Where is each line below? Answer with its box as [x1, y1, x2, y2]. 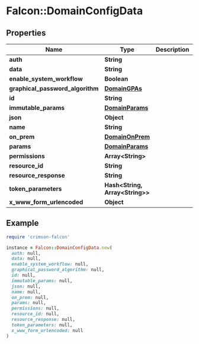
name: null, [11, 289, 41, 295]
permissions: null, [11, 305, 60, 311]
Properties [6, 28, 46, 38]
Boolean [104, 75, 129, 83]
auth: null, [11, 250, 41, 256]
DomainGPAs [104, 84, 142, 93]
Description [155, 46, 190, 53]
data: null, [11, 255, 41, 262]
